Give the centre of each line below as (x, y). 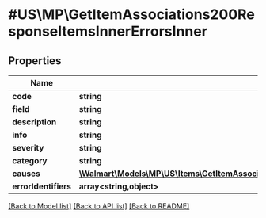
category (30, 161)
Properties (35, 61)
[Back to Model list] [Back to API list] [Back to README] (99, 206)
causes (27, 174)
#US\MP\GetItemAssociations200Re (131, 15)
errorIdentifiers (42, 186)
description (34, 122)
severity (28, 148)
